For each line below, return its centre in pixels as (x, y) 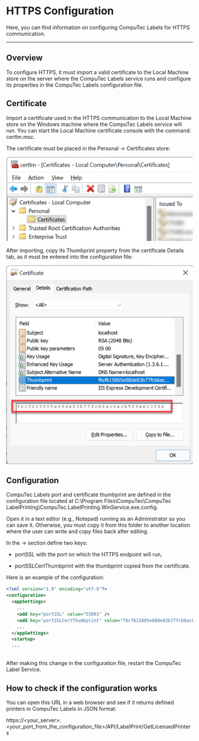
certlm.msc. (21, 137)
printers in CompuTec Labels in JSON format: (61, 708)
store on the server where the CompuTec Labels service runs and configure (99, 78)
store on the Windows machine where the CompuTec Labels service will (94, 124)
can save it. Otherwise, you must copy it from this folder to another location (98, 525)
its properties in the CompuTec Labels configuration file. (75, 85)
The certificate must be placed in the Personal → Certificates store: (88, 148)
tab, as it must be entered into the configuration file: (70, 257)
